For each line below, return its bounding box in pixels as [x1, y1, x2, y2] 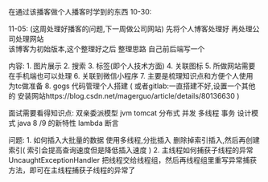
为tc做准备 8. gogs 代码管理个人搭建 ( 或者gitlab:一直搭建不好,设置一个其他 [8, 81, 256, 91]
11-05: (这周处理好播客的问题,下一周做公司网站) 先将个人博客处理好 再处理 [8, 24, 254, 34]
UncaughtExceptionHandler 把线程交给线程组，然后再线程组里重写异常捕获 [8, 156, 258, 164]
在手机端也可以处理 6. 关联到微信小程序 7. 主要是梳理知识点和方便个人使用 [8, 71, 254, 80]
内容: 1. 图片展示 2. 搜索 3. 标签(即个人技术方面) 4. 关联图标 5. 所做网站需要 [8, 61, 256, 71]
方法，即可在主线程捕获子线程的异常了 [8, 165, 135, 175]
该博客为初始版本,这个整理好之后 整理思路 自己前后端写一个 [8, 44, 205, 54]
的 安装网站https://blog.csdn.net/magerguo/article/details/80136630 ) [8, 91, 240, 100]
